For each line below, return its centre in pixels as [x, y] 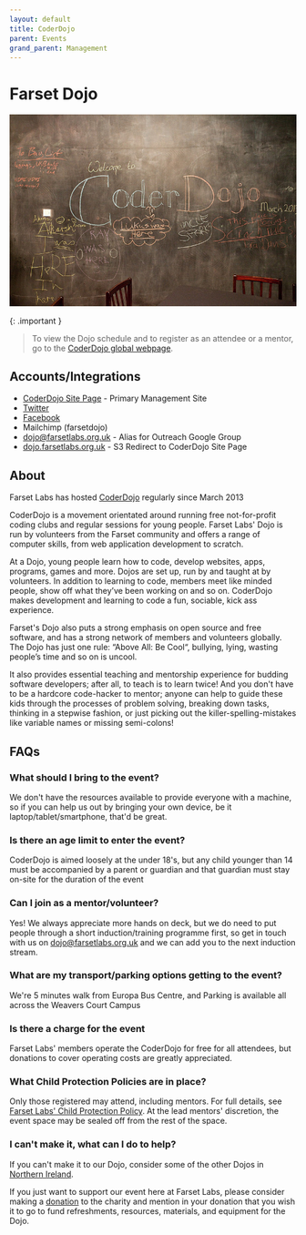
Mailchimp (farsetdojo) [65, 427]
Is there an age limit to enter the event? [97, 840]
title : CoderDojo [42, 29]
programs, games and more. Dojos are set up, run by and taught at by [140, 572]
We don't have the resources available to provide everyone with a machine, [151, 797]
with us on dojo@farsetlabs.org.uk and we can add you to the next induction [153, 942]
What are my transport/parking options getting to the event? [146, 975]
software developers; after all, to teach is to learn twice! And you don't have [152, 684]
